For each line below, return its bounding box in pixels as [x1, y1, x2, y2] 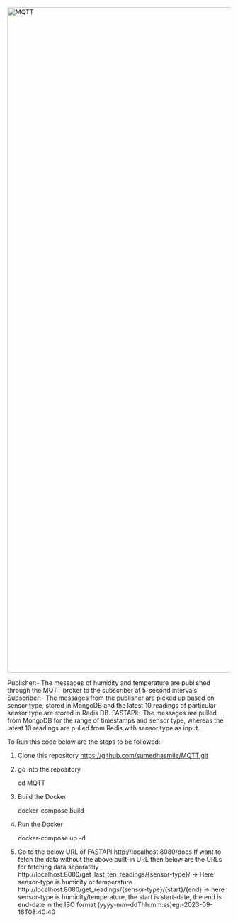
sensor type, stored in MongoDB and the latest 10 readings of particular [7, 701, 216, 709]
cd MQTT [17, 779, 46, 787]
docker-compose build [17, 806, 84, 815]
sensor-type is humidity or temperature [17, 878, 132, 886]
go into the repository [17, 765, 81, 773]
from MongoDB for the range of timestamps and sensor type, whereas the [7, 716, 225, 725]
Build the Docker [17, 793, 67, 801]
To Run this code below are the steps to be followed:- [7, 737, 164, 746]
